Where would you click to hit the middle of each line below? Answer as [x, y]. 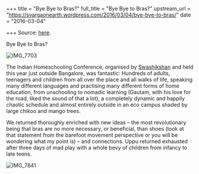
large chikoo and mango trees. [44, 111]
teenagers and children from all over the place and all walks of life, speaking [99, 80]
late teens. [19, 154]
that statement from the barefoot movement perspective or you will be [92, 135]
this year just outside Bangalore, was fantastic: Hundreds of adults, [88, 73]
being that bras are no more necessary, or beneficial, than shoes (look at [95, 129]
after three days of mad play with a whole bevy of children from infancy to [97, 148]
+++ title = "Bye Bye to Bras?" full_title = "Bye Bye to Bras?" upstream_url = [99, 9]
